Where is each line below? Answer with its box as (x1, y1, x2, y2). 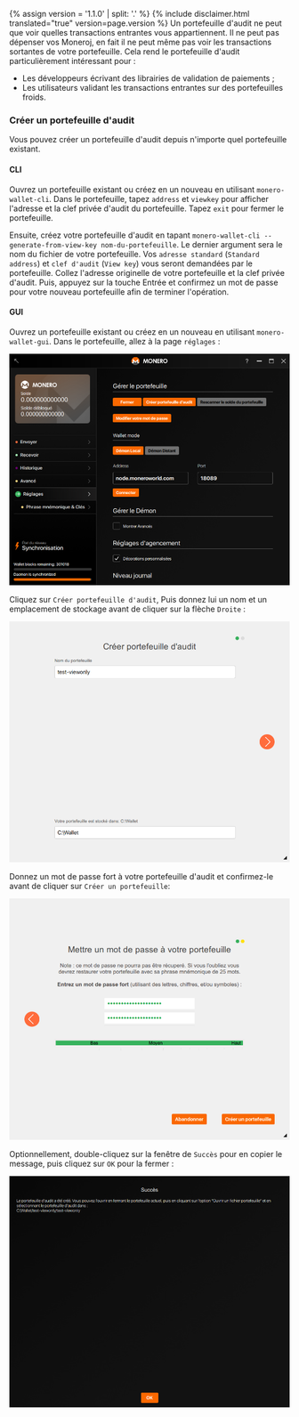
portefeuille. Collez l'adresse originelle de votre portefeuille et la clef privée (9, 267, 285, 278)
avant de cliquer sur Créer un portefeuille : (9, 881, 171, 892)
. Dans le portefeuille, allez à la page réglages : (48, 336, 221, 346)
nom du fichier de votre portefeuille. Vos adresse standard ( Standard (9, 248, 260, 259)
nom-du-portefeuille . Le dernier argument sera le (101, 239, 283, 249)
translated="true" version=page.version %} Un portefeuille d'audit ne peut (9, 18, 282, 28)
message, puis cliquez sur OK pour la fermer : (9, 1158, 174, 1169)
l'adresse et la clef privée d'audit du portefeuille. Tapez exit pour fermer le (9, 203, 285, 214)
